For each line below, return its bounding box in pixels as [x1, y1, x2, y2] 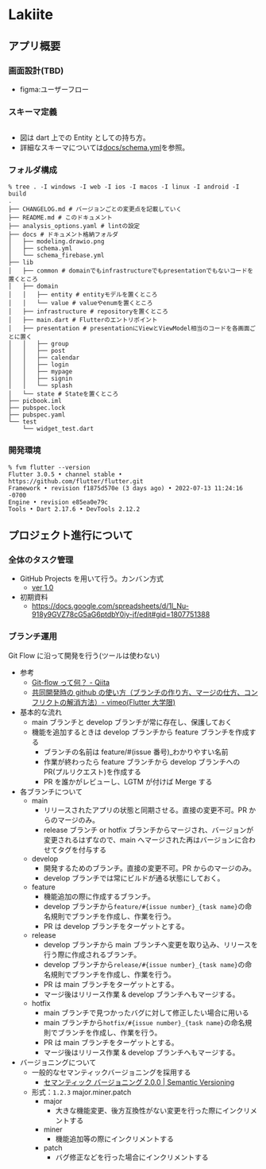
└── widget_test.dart [22, 425, 94, 433]
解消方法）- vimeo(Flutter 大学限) [66, 697, 176, 706]
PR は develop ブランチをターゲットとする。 [43, 921, 189, 931]
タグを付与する [57, 845, 107, 854]
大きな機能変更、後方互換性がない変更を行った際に [55, 1105, 223, 1115]
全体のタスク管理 [8, 555, 74, 566]
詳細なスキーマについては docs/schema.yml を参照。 [19, 143, 190, 153]
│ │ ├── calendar [8, 354, 80, 362]
